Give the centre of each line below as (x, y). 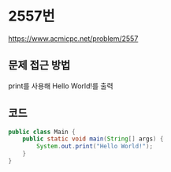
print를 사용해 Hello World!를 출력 (61, 86)
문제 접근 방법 (39, 65)
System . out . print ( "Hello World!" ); (95, 147)
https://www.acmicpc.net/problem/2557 (73, 38)
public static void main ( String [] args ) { (93, 139)
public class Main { (42, 132)
